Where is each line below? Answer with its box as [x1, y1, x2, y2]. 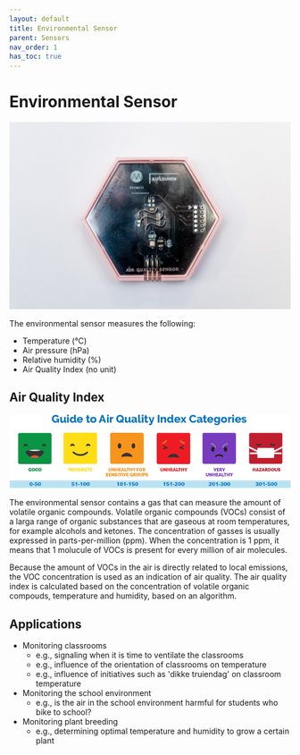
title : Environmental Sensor [9, 23, 118, 33]
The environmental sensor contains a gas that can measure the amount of [9, 497, 281, 508]
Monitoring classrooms [21, 640, 107, 651]
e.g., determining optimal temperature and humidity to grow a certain [35, 725, 290, 737]
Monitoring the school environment [21, 688, 152, 699]
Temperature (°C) [21, 335, 87, 346]
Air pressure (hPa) [21, 344, 90, 355]
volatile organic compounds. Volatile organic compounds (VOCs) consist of [9, 506, 286, 518]
